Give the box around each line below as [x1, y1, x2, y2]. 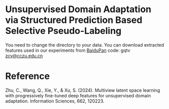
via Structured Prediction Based [5, 14, 143, 26]
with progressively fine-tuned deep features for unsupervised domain [5, 92, 151, 98]
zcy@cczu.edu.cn [5, 52, 43, 59]
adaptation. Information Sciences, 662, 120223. [5, 98, 105, 104]
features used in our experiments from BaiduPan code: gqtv [5, 47, 130, 53]
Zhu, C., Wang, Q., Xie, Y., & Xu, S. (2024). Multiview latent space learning [5, 87, 160, 93]
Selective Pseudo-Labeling [5, 25, 122, 37]
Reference [5, 70, 50, 82]
